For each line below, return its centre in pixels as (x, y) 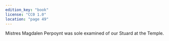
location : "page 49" (27, 19)
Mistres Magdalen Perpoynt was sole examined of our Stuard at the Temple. (85, 33)
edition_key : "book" (27, 10)
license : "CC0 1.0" (26, 14)
